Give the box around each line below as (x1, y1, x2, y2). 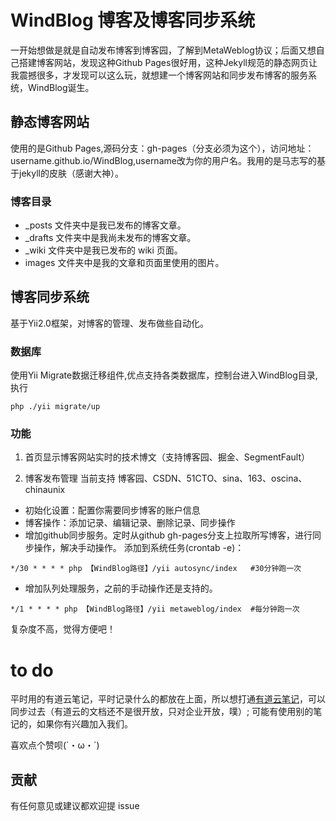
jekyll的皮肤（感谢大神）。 (18, 167, 124, 179)
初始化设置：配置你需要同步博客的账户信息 (24, 504, 201, 516)
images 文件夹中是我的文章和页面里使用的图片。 (24, 257, 225, 269)
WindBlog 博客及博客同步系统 (10, 9, 256, 32)
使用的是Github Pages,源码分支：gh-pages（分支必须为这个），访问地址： (10, 142, 315, 154)
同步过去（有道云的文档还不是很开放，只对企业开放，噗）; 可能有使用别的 (10, 706, 314, 718)
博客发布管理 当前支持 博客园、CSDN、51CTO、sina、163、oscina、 (24, 472, 308, 485)
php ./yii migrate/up (10, 402, 101, 412)
